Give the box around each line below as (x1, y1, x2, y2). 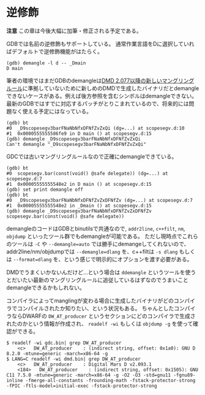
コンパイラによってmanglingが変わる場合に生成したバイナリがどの (6, 297, 174, 304)
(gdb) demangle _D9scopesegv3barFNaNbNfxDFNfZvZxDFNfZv (6, 208, 152, 214)
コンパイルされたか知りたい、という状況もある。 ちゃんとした (17, 304, 174, 312)
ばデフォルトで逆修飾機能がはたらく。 (6, 47, 103, 55)
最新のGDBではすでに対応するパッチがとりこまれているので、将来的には (6, 99, 189, 107)
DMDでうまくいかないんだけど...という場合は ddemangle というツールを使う (6, 268, 196, 276)
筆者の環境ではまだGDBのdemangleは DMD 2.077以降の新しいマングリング (6, 77, 195, 84)
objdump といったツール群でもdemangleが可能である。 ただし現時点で (6, 232, 182, 240)
